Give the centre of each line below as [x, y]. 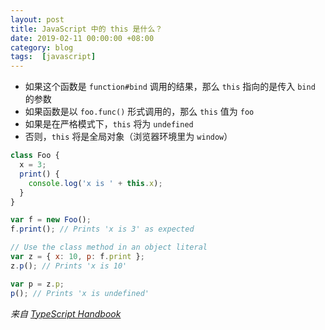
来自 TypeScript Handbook [66, 313]
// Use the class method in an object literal [109, 247]
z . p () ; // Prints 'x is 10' [69, 266]
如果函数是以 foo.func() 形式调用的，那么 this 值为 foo [139, 112]
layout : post [37, 19]
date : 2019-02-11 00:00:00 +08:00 [82, 38]
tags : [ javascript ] [53, 57]
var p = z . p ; [37, 284]
